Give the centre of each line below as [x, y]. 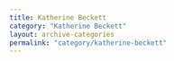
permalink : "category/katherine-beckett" [88, 43]
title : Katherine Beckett [58, 17]
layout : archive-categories [62, 34]
